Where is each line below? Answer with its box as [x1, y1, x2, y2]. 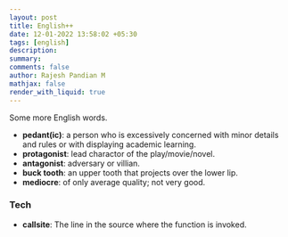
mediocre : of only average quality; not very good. [21, 176, 206, 187]
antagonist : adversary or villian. [21, 158, 141, 168]
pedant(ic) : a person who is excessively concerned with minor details [21, 129, 279, 140]
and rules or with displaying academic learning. [21, 139, 196, 150]
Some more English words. [9, 112, 108, 123]
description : [9, 46, 58, 55]
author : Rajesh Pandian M [9, 71, 105, 80]
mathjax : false [9, 79, 66, 88]
